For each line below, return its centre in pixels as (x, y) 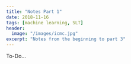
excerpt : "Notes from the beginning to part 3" (66, 39)
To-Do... (16, 56)
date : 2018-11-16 (28, 17)
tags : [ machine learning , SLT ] (45, 23)
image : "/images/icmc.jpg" (45, 34)
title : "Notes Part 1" (34, 12)
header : (16, 28)
